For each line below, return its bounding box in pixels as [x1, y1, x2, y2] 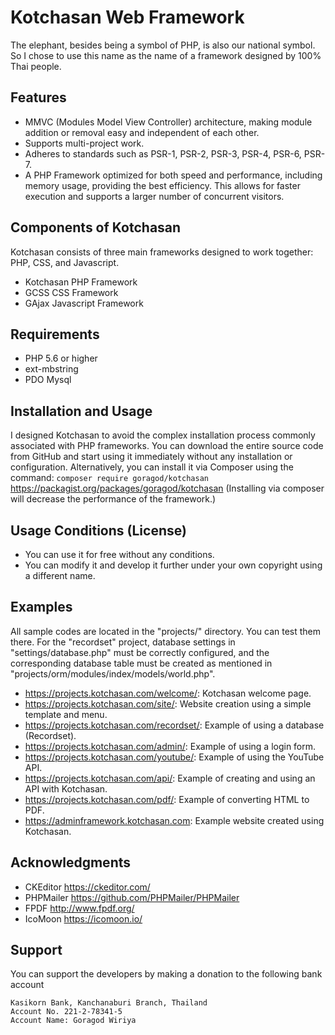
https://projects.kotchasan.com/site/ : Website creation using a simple [24, 697, 312, 710]
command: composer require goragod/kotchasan [10, 472, 210, 484]
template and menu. [24, 708, 108, 720]
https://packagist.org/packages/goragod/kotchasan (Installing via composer [10, 482, 325, 495]
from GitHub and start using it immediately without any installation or [10, 451, 293, 463]
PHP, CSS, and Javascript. [10, 256, 120, 268]
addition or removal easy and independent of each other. [24, 126, 260, 138]
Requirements [10, 326, 100, 343]
